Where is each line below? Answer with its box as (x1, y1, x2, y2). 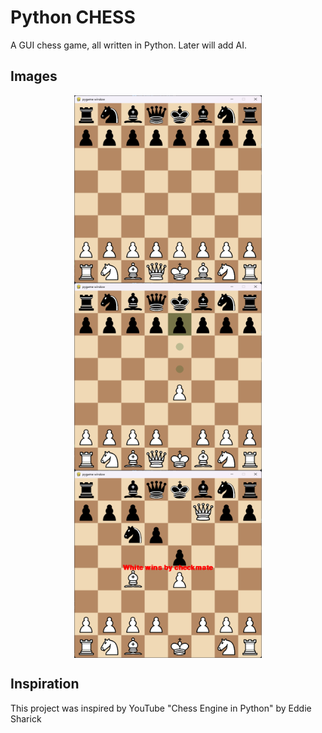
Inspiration (10, 676, 80, 693)
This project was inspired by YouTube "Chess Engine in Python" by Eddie (10, 702, 312, 714)
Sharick (10, 712, 42, 725)
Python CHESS (10, 6, 136, 29)
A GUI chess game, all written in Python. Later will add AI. (10, 39, 248, 51)
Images (10, 68, 58, 85)
